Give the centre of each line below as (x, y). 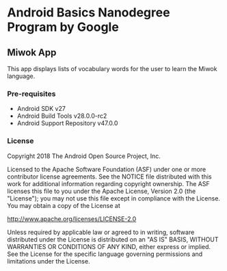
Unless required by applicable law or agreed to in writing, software (101, 232)
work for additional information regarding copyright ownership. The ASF (108, 183)
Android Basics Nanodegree (89, 13)
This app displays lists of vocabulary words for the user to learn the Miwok (112, 69)
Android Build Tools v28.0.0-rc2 (62, 116)
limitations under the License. (49, 261)
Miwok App (32, 52)
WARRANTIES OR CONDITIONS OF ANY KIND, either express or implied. (109, 246)
